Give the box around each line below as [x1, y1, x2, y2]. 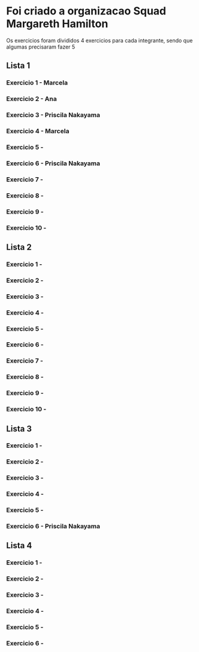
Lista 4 [6, 540, 32, 551]
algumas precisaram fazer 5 [6, 43, 76, 50]
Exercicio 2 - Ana [6, 95, 57, 103]
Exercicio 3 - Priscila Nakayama [6, 111, 101, 119]
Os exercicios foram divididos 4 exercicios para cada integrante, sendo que [6, 37, 193, 44]
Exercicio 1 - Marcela [6, 79, 68, 87]
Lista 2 [6, 242, 32, 252]
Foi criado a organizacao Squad [6, 4, 167, 18]
